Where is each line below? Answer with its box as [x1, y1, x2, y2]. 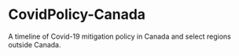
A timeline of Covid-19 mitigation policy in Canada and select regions [8, 32, 232, 41]
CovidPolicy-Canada [8, 6, 146, 24]
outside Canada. [8, 39, 61, 49]
